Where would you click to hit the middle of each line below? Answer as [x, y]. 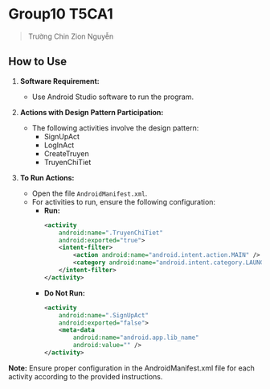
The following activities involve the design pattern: [115, 128]
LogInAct [59, 145]
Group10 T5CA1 [61, 14]
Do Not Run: [65, 293]
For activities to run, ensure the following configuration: [123, 201]
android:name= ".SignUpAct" [104, 315]
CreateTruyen [67, 153]
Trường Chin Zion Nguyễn [71, 36]
